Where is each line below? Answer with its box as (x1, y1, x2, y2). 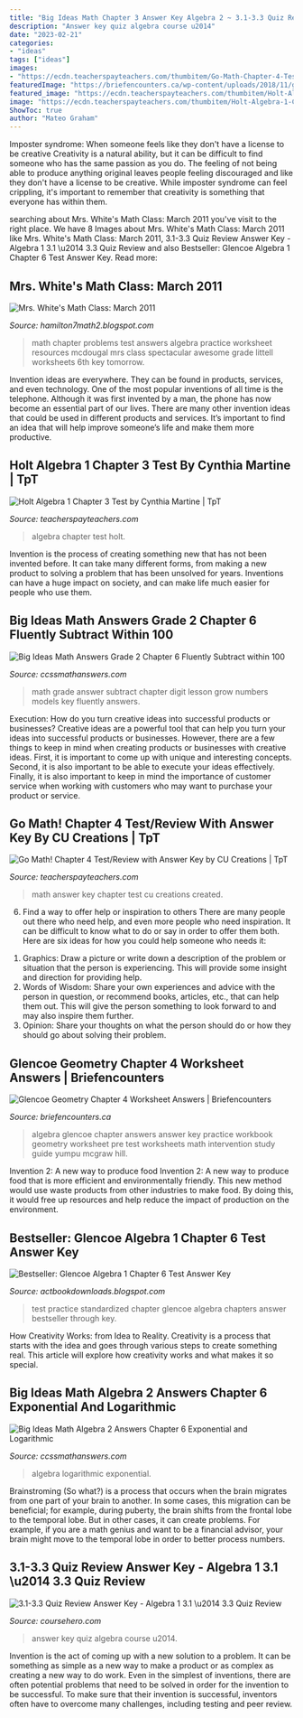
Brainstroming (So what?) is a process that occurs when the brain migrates (9, 1485, 288, 1496)
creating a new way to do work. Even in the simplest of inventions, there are (9, 1669, 291, 1680)
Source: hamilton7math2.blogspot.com (9, 320, 155, 331)
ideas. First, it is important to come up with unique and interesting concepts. (9, 752, 292, 762)
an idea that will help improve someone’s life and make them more (9, 422, 254, 433)
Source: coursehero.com (9, 1615, 102, 1626)
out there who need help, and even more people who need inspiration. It (22, 916, 291, 927)
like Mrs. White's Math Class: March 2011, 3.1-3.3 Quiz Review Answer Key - (9, 233, 291, 244)
